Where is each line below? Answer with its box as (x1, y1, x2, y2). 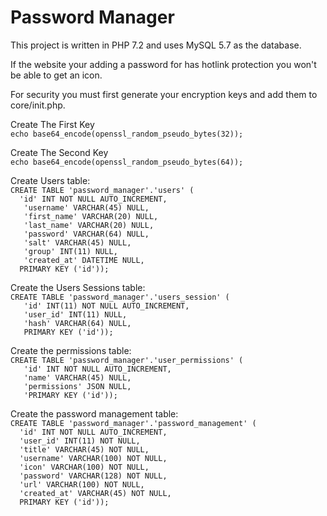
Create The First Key (10, 118, 95, 130)
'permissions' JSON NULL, (23, 381, 132, 391)
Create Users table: (10, 174, 91, 186)
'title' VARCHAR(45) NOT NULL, (19, 444, 150, 455)
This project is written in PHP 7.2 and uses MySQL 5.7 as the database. (10, 39, 302, 51)
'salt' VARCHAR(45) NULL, (23, 237, 132, 248)
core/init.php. (10, 99, 66, 111)
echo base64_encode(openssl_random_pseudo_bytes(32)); (10, 129, 244, 139)
